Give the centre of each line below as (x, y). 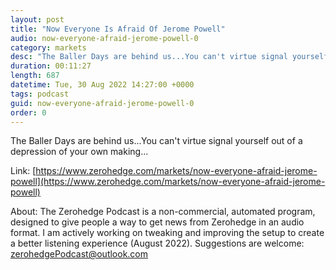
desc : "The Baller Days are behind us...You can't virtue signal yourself (169, 57)
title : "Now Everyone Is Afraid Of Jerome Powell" (118, 29)
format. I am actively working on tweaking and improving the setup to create (167, 233)
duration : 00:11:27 (51, 66)
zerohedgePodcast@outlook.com (79, 254)
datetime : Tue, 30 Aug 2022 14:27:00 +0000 (102, 85)
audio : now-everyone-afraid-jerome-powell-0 (104, 38)
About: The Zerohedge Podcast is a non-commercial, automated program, (163, 212)
